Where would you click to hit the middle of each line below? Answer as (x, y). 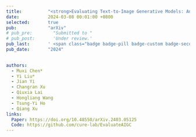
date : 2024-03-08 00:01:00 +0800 (60, 17)
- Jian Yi (23, 82)
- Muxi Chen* (27, 71)
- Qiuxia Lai (27, 93)
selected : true (32, 22)
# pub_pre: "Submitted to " (49, 33)
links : (14, 114)
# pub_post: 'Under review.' (49, 38)
